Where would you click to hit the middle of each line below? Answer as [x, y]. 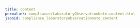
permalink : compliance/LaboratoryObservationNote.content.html [70, 14]
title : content [20, 9]
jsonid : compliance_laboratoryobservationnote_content [62, 18]
